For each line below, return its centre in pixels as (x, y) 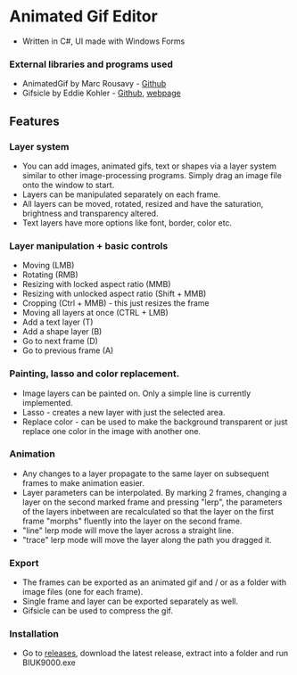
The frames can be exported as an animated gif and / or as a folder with (154, 582)
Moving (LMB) (48, 266)
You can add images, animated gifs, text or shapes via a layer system (149, 166)
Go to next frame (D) (60, 342)
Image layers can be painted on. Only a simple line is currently (136, 393)
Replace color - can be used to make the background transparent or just (155, 422)
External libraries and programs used (91, 64)
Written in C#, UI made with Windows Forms (103, 41)
